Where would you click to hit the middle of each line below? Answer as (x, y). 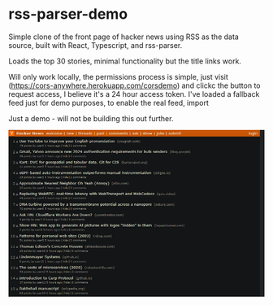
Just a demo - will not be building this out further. (91, 118)
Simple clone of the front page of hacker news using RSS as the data (124, 37)
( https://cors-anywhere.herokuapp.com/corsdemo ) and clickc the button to (134, 85)
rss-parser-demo (68, 14)
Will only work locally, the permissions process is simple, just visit (119, 76)
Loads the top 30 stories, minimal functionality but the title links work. (125, 61)
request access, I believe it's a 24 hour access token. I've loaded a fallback (134, 94)
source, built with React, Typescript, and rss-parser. (95, 45)
